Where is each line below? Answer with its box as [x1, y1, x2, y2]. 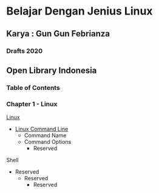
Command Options [24, 138, 72, 146]
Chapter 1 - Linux [6, 100, 58, 108]
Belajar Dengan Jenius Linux [6, 4, 153, 18]
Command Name [24, 132, 67, 139]
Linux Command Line [15, 126, 69, 133]
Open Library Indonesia [6, 65, 97, 75]
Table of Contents [6, 83, 61, 92]
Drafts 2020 [6, 47, 43, 55]
